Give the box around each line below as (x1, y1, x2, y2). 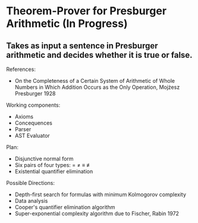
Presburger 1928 (14, 90, 56, 97)
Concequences (14, 119, 52, 126)
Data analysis (14, 197, 48, 204)
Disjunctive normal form (14, 155, 74, 162)
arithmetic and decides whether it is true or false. (6, 49, 193, 60)
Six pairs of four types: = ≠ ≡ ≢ (14, 162, 92, 168)
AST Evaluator (14, 132, 51, 139)
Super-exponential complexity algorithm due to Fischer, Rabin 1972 (14, 210, 180, 217)
